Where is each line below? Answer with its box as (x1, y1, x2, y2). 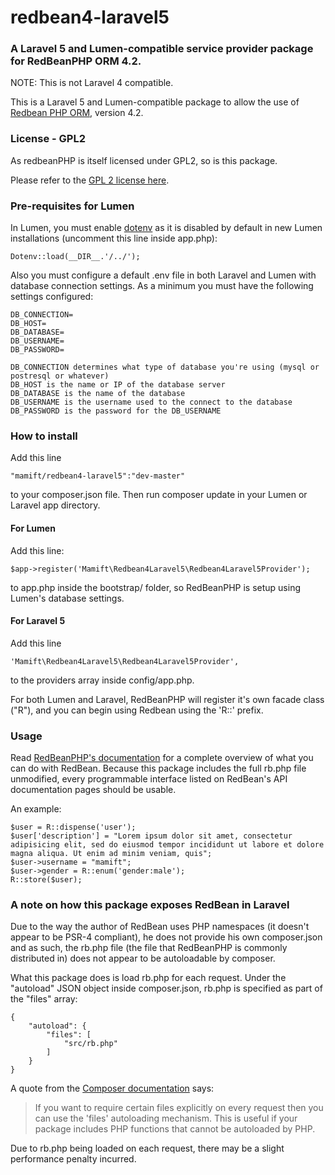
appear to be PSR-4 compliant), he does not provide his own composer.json (10, 931, 323, 943)
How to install (10, 429, 78, 443)
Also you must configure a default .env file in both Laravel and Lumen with (10, 269, 317, 281)
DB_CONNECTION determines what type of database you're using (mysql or (10, 362, 320, 373)
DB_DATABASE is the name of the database (10, 389, 186, 399)
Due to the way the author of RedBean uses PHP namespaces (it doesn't (10, 921, 310, 933)
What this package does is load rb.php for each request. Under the (10, 972, 287, 984)
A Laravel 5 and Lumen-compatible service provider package (10, 42, 314, 56)
